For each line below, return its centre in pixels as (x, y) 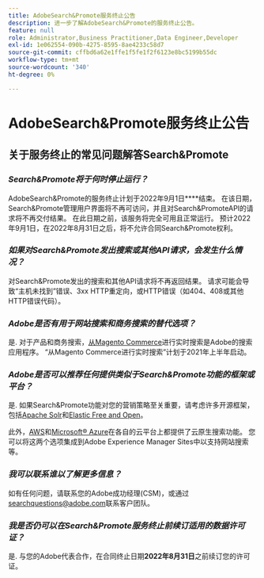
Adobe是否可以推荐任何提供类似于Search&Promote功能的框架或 (132, 375)
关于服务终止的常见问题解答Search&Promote (119, 155)
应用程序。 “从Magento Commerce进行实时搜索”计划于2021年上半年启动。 (130, 352)
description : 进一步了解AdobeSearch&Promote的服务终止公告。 (103, 23)
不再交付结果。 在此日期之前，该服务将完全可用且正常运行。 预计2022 (136, 218)
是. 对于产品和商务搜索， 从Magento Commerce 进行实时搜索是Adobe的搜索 (130, 343)
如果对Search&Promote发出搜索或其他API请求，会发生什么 (121, 251)
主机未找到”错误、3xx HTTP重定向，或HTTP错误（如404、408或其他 (131, 291)
